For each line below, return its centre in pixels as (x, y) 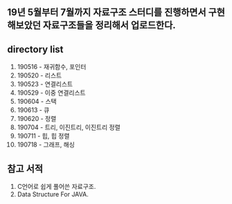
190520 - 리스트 (39, 75)
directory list (35, 49)
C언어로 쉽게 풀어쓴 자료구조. (56, 187)
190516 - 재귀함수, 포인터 (52, 67)
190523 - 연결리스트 (45, 84)
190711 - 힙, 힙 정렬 (43, 136)
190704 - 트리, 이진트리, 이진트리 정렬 (69, 127)
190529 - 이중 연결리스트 (51, 93)
